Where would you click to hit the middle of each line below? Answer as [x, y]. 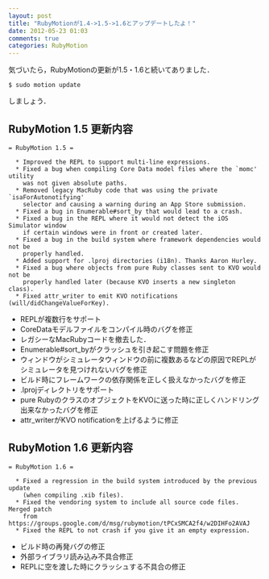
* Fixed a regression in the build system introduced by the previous [137, 481]
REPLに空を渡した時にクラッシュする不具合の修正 [103, 566]
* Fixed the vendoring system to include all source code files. [128, 502]
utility [21, 176]
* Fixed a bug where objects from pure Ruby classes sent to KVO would [139, 268]
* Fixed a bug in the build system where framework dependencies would [139, 240]
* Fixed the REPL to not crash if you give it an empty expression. [133, 530]
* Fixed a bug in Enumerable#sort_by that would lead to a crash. [129, 211]
